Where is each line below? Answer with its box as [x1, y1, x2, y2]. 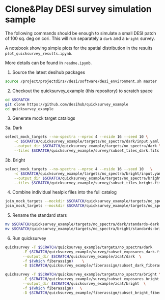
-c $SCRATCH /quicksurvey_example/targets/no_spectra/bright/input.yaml [14, 171, 164, 176]
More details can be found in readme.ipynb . [5, 60, 92, 66]
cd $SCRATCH [5, 97, 29, 102]
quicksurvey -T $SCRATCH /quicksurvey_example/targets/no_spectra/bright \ [5, 272, 162, 277]
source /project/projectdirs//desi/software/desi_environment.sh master [5, 79, 157, 84]
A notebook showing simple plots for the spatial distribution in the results [5, 45, 153, 51]
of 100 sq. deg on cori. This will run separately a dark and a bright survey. [5, 35, 155, 41]
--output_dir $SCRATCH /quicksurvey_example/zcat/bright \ [23, 281, 146, 286]
